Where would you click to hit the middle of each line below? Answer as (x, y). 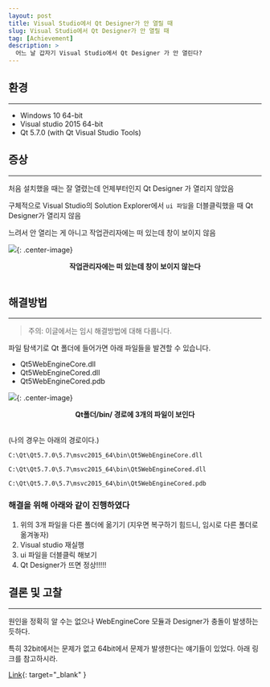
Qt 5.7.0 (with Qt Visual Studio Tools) (81, 132)
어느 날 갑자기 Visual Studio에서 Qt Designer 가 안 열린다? (109, 53)
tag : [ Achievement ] (41, 38)
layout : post (30, 16)
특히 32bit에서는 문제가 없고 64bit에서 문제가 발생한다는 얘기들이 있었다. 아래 (129, 648)
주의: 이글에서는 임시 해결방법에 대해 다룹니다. (100, 331)
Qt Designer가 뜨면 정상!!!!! (63, 565)
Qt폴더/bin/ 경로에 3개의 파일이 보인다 (135, 415)
